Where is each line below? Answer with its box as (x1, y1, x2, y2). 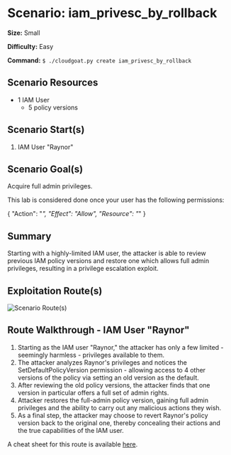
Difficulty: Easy (7, 42, 54, 50)
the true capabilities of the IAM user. (17, 426, 124, 434)
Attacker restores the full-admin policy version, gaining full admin (17, 396, 209, 405)
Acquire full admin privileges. (7, 182, 93, 191)
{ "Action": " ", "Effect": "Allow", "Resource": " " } (7, 210, 147, 218)
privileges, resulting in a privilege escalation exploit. (7, 264, 159, 273)
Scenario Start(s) (7, 124, 85, 136)
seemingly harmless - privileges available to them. (17, 350, 165, 359)
